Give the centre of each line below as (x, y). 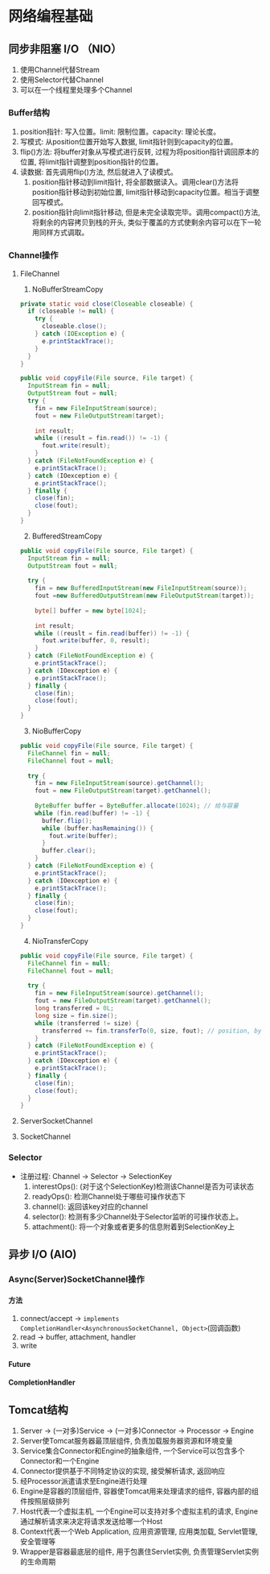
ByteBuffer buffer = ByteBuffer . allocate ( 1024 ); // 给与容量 (137, 806)
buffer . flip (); (67, 820)
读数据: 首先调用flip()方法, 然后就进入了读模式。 (99, 172)
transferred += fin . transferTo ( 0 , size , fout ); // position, (146, 1031)
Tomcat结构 (38, 1410)
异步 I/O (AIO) (43, 1254)
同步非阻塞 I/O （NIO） (65, 49)
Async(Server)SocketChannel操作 (76, 1279)
